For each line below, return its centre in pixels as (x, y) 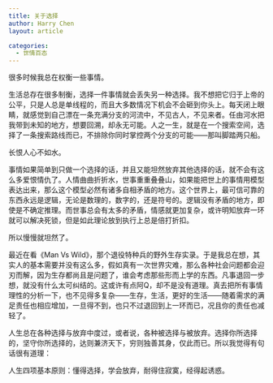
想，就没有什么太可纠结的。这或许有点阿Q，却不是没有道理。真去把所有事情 (136, 286)
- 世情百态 (32, 54)
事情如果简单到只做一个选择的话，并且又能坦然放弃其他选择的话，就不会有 (133, 170)
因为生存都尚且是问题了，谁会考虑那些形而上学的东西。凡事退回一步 (150, 275)
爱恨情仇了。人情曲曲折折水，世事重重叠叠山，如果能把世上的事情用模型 (143, 180)
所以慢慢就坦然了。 (41, 238)
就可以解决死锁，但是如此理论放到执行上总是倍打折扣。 (101, 221)
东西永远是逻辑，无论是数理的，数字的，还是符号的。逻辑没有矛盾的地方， (133, 200)
